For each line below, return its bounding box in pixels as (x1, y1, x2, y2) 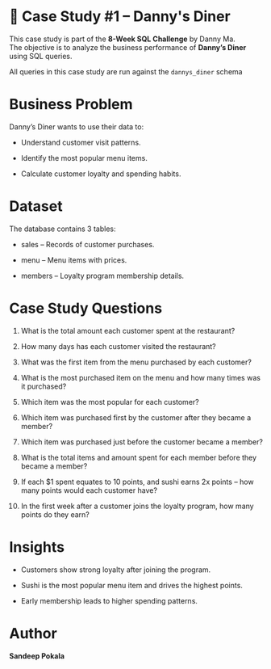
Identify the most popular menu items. (20, 153, 148, 162)
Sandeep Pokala (9, 650, 65, 661)
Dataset (9, 197, 63, 216)
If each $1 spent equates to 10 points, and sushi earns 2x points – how (20, 477, 254, 486)
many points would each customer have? (20, 485, 158, 495)
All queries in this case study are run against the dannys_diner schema (9, 66, 243, 76)
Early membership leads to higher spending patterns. (20, 595, 198, 605)
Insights (9, 537, 65, 556)
